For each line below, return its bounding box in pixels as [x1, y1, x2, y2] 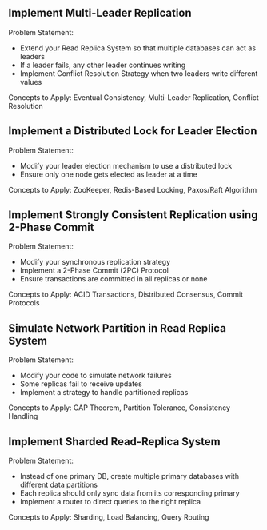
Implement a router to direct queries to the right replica [19, 497, 201, 507]
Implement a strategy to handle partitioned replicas [19, 388, 189, 397]
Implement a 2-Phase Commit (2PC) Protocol [19, 265, 169, 275]
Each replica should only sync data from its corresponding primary [19, 488, 240, 498]
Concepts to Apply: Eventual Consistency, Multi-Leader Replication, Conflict [8, 92, 259, 102]
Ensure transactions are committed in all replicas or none [19, 274, 208, 284]
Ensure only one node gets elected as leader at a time [19, 169, 197, 179]
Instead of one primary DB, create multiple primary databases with [19, 472, 240, 481]
